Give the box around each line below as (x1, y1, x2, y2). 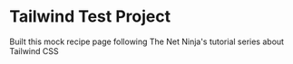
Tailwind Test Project (9, 6, 171, 27)
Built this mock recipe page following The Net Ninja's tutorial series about (9, 36, 284, 47)
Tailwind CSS (9, 45, 59, 56)
